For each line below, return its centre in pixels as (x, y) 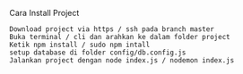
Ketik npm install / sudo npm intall (80, 45)
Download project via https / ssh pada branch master (112, 29)
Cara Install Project (44, 13)
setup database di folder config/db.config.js (98, 53)
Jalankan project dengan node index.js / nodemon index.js (122, 61)
